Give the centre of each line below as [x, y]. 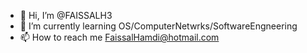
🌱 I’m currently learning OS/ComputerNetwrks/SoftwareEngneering [158, 26]
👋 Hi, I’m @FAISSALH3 [66, 15]
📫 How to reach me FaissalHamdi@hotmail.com [119, 37]
